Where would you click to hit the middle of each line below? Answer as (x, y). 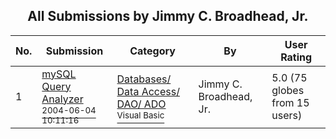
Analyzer (62, 99)
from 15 (290, 102)
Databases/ (144, 79)
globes (288, 90)
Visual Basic (140, 115)
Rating (296, 57)
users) (287, 115)
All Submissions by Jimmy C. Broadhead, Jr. (168, 16)
